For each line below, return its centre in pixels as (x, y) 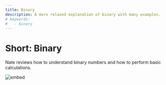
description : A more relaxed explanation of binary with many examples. (83, 14)
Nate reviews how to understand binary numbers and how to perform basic (83, 62)
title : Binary (20, 10)
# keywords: (18, 19)
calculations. (18, 67)
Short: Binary (33, 48)
